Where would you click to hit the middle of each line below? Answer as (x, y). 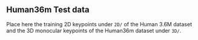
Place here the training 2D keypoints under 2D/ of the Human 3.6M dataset (99, 24)
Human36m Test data (48, 10)
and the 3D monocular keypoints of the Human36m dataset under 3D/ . (94, 30)
